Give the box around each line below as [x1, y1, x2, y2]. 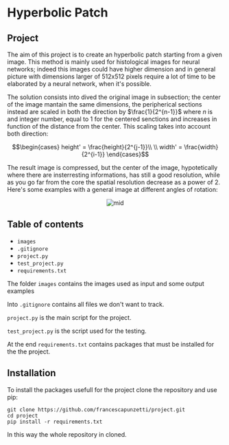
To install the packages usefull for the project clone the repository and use [7, 385, 217, 393]
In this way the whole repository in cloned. [7, 430, 127, 438]
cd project [7, 412, 38, 419]
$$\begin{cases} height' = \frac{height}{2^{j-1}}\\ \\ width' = [12, 143, 183, 151]
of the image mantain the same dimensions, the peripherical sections [7, 100, 202, 108]
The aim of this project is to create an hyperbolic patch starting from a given [7, 50, 223, 58]
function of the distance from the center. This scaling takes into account [7, 122, 211, 130]
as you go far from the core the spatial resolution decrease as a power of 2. [7, 178, 221, 186]
